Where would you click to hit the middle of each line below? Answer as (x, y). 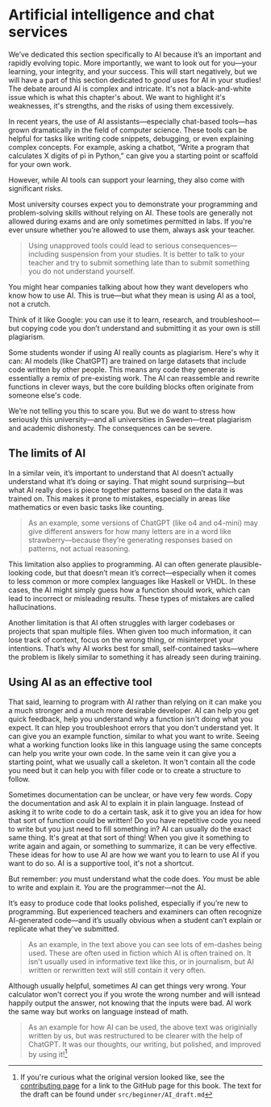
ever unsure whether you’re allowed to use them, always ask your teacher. (132, 230)
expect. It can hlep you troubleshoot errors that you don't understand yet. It (134, 727)
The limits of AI (47, 453)
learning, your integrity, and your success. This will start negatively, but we (133, 71)
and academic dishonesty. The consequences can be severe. (110, 428)
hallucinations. (32, 607)
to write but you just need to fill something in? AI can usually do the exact (130, 829)
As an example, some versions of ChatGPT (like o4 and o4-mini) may (143, 523)
